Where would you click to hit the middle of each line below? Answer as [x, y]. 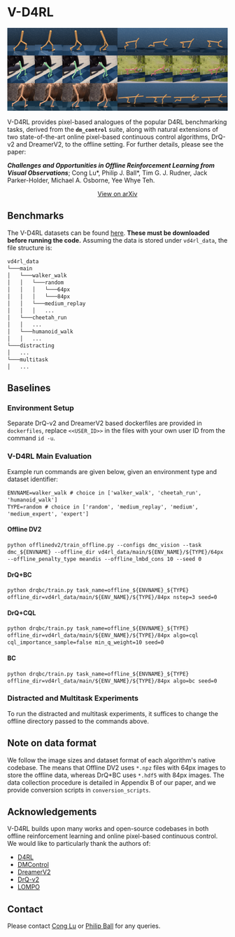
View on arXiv [117, 194]
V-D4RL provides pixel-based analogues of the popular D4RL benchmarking [117, 122]
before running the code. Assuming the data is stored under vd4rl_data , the [117, 240]
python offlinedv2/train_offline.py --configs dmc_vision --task [104, 545]
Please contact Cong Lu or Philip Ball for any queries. [84, 926]
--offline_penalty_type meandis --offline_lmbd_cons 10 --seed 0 [104, 559]
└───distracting [31, 345]
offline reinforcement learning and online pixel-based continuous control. [113, 836]
